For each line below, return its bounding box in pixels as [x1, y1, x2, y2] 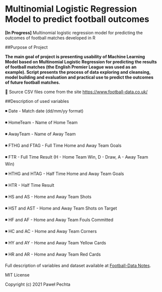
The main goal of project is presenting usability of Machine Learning [5, 53, 145, 59]
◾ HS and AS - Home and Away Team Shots [5, 194, 92, 199]
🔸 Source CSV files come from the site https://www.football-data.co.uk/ [5, 89, 148, 95]
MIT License [5, 272, 30, 277]
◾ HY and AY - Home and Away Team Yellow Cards [5, 240, 106, 245]
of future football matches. [5, 79, 60, 85]
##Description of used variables [5, 98, 69, 104]
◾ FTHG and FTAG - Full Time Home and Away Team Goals [5, 142, 122, 148]
